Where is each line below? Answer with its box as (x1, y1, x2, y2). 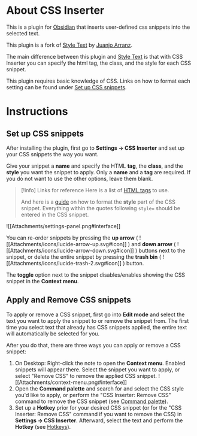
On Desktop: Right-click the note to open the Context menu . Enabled (14, 359, 186, 367)
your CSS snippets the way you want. (6, 150, 99, 158)
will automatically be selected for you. (6, 330, 100, 337)
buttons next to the (138, 247, 186, 254)
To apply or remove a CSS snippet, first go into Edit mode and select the (6, 311, 185, 318)
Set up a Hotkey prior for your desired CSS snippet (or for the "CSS (14, 404, 182, 411)
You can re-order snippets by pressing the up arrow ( (6, 234, 138, 241)
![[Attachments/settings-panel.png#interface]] (6, 222, 121, 229)
